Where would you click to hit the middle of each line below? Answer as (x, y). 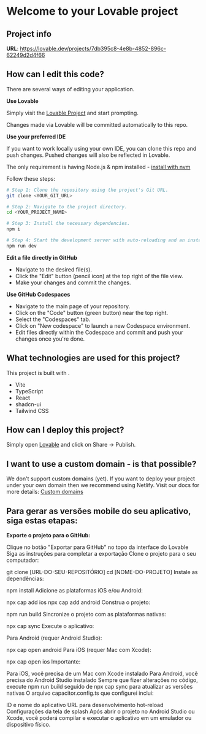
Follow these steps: (31, 178)
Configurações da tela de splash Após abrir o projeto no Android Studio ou (101, 711)
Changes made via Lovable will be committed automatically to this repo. (97, 124)
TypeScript (29, 391)
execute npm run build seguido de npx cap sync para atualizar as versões (100, 687)
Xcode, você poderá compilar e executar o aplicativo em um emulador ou (99, 718)
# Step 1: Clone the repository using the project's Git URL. (87, 190)
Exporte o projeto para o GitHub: (48, 535)
